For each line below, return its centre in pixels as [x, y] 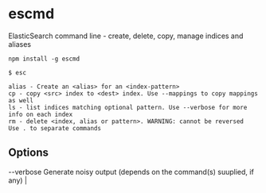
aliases [20, 44]
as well [21, 100]
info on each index [41, 114]
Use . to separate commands [55, 128]
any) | [18, 180]
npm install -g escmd [44, 59]
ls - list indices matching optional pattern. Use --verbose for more [128, 107]
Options [29, 153]
